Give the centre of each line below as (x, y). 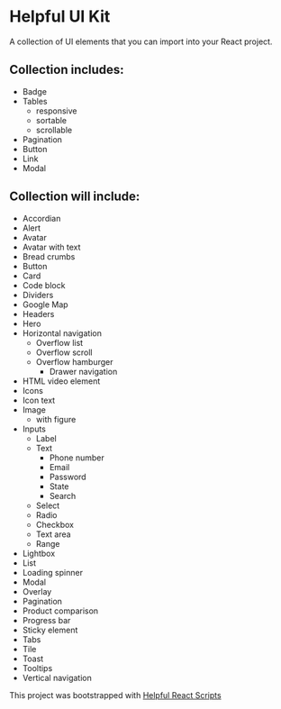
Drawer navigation (83, 371)
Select (48, 505)
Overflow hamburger (74, 361)
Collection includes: (67, 70)
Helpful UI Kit (60, 17)
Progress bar (46, 620)
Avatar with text (51, 247)
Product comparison (60, 611)
